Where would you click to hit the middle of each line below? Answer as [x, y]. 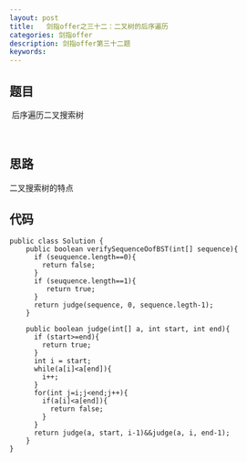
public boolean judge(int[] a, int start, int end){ [128, 329]
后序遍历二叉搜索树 [47, 114]
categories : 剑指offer [51, 35]
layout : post [34, 18]
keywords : [28, 52]
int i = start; [62, 361]
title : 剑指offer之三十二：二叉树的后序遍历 [89, 26]
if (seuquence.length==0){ [85, 257]
